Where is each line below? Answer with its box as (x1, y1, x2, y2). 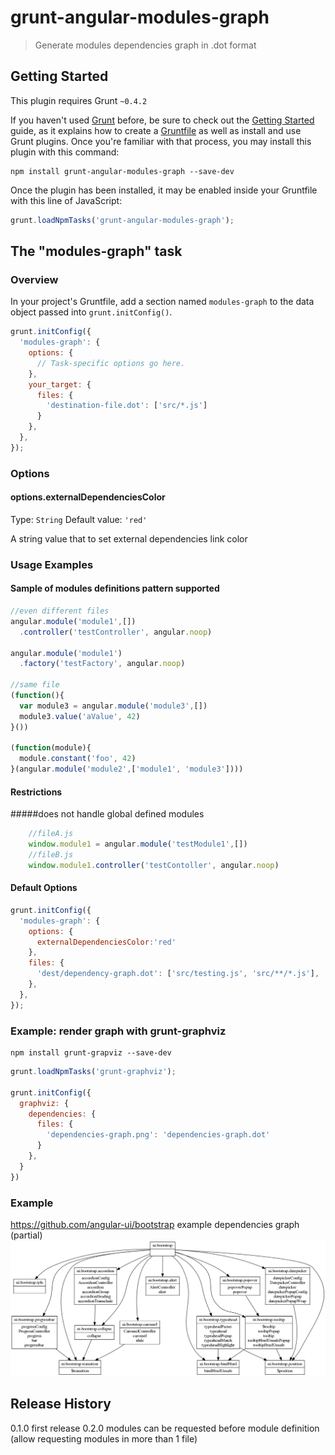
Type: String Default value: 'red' (10, 513, 148, 525)
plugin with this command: (10, 146, 120, 158)
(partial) (10, 1229, 43, 1241)
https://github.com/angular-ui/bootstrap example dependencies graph (10, 1218, 300, 1230)
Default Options (10, 882, 78, 894)
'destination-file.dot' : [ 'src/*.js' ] (46, 401, 208, 411)
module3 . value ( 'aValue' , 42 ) (19, 711, 141, 721)
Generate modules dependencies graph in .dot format (34, 39, 257, 51)
